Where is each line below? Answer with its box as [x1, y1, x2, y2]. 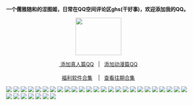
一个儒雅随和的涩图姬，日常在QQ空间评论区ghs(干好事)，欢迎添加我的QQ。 [6, 6, 189, 12]
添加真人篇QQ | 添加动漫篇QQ [60, 61, 138, 67]
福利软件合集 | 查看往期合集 [61, 74, 136, 81]
